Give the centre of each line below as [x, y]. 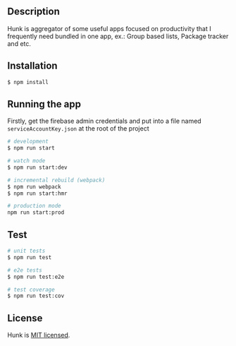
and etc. [19, 43]
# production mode [34, 206]
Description [33, 12]
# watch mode [26, 161]
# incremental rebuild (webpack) [56, 180]
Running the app [44, 104]
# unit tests [26, 251]
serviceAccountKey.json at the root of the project [78, 129]
